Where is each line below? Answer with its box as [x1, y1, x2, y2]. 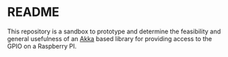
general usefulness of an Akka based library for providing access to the [7, 34, 212, 42]
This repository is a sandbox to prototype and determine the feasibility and [7, 27, 221, 35]
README [7, 4, 60, 20]
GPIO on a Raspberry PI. [7, 42, 77, 50]
